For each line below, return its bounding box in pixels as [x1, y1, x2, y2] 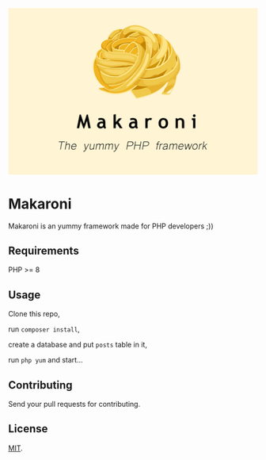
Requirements [8, 244, 79, 257]
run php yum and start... [8, 355, 83, 365]
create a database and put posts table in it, [8, 340, 148, 350]
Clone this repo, [8, 309, 61, 319]
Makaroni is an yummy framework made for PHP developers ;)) [8, 221, 214, 231]
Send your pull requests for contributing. [8, 400, 141, 409]
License [8, 422, 48, 435]
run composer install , [8, 324, 81, 334]
